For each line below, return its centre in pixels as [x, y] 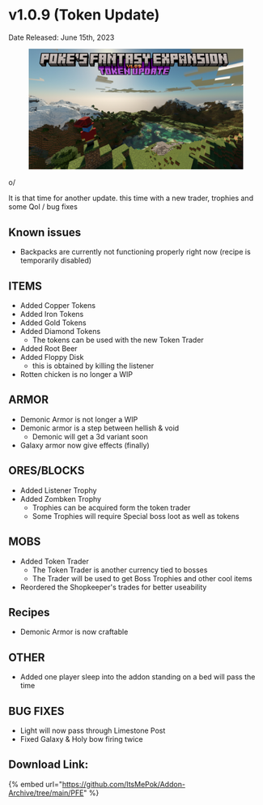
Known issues [45, 232]
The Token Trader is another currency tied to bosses [120, 570]
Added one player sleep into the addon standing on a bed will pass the [138, 677]
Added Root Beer [49, 349]
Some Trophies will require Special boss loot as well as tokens [136, 516]
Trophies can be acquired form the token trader [111, 507]
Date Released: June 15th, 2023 [62, 37]
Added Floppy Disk [52, 358]
